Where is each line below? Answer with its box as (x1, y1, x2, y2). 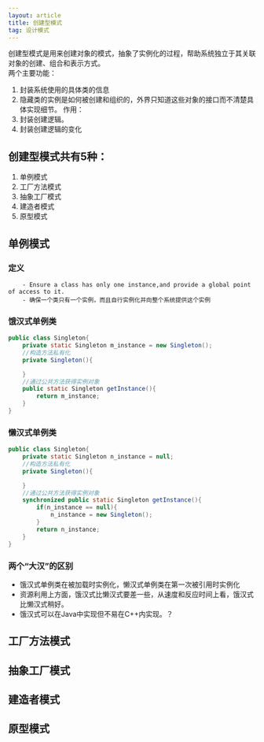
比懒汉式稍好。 (19, 599, 68, 609)
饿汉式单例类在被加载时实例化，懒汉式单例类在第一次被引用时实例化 (19, 580, 240, 589)
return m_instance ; (36, 392, 101, 400)
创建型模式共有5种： (8, 150, 108, 163)
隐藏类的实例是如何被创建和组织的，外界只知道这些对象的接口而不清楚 (19, 95, 247, 105)
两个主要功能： (8, 69, 57, 78)
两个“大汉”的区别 (8, 560, 74, 571)
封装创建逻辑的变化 (19, 124, 82, 134)
